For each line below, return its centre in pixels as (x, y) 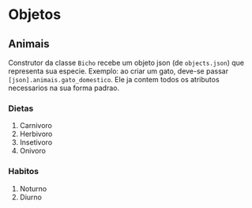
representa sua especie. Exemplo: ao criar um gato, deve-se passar (118, 71)
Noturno (33, 188)
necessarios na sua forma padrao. (64, 88)
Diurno (30, 197)
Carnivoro (36, 126)
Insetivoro (36, 142)
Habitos (24, 172)
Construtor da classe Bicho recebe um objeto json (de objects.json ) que (126, 62)
